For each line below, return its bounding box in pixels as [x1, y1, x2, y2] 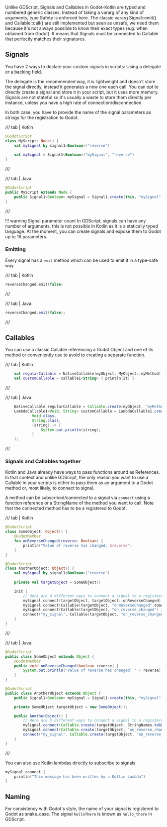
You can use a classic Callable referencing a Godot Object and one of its [5, 347, 154, 353]
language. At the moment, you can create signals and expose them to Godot [5, 228, 162, 234]
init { [14, 589, 28, 594]
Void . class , [31, 413, 57, 418]
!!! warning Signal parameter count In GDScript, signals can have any [5, 217, 146, 223]
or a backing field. [5, 69, 42, 75]
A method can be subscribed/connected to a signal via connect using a [5, 495, 150, 501]
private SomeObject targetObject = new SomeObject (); [14, 704, 128, 710]
